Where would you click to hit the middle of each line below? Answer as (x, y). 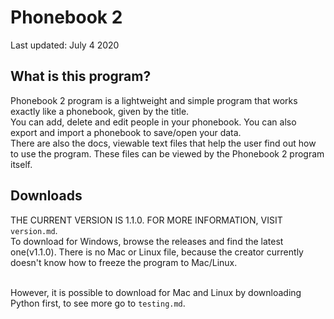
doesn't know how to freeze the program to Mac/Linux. (124, 262)
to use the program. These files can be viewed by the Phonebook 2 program (167, 153)
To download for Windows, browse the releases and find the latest (147, 241)
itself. (21, 164)
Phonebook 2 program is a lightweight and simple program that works (154, 100)
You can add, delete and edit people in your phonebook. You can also (153, 122)
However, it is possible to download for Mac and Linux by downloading (156, 292)
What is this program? (81, 76)
